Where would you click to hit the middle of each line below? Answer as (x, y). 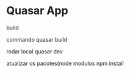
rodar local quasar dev (34, 51)
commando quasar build (37, 39)
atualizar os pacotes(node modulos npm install (65, 63)
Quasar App (37, 11)
